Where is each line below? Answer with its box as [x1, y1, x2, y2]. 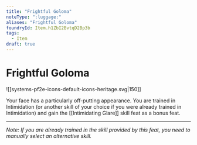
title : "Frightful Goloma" [6, 8, 72, 15]
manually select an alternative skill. [6, 132, 92, 139]
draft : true [6, 42, 35, 47]
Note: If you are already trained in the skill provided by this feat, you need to [6, 126, 191, 133]
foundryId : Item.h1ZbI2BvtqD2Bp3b [6, 25, 91, 31]
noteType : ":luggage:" [6, 14, 62, 20]
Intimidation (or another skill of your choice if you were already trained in [6, 103, 182, 110]
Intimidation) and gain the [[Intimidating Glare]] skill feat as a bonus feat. [6, 109, 181, 116]
